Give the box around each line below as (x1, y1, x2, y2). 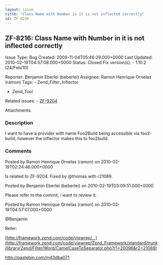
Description (5, 120, 33, 126)
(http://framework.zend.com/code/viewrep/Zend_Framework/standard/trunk (5, 240, 158, 246)
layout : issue (5, 7, 34, 12)
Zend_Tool (12, 89, 33, 94)
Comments (5, 148, 32, 155)
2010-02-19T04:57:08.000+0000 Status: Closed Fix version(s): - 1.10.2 (5, 60, 147, 65)
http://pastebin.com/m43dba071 (5, 254, 69, 260)
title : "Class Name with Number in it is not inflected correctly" (5, 12, 145, 16)
